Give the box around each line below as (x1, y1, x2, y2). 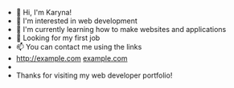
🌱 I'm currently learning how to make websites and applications (15, 25, 227, 34)
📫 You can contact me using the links (15, 42, 142, 51)
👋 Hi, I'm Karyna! (15, 8, 72, 17)
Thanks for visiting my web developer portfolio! (15, 70, 173, 80)
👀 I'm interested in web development (15, 16, 138, 26)
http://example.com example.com (15, 54, 128, 63)
